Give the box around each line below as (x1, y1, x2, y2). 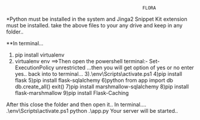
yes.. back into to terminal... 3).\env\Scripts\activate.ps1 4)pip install (14, 70, 182, 77)
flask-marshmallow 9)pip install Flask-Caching (14, 90, 130, 96)
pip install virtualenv (14, 51, 64, 59)
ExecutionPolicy (14, 64, 55, 71)
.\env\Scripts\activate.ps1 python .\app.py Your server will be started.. (6, 107, 178, 114)
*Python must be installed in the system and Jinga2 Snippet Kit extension (6, 16, 187, 23)
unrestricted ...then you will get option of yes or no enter (56, 64, 194, 71)
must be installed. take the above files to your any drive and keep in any (6, 22, 183, 29)
